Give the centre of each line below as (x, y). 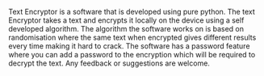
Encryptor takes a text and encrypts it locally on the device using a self (126, 20)
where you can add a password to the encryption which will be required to (132, 55)
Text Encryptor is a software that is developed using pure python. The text (132, 12)
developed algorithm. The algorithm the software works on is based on (126, 29)
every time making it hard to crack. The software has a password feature (129, 46)
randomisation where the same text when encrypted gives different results (132, 37)
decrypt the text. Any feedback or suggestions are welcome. (109, 63)
